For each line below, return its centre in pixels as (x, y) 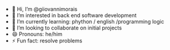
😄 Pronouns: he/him (37, 34)
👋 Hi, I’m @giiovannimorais (45, 9)
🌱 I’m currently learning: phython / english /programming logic (88, 21)
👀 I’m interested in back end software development (74, 15)
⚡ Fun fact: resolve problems (47, 41)
